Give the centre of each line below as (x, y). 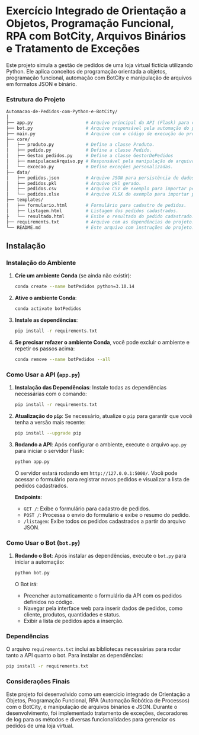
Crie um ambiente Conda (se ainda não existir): (73, 276)
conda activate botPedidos (48, 309)
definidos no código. (49, 602)
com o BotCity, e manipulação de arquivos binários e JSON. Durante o (92, 707)
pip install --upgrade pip (48, 433)
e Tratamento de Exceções (73, 49)
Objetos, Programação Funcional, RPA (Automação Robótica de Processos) (98, 701)
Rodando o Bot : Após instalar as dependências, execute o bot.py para (100, 555)
